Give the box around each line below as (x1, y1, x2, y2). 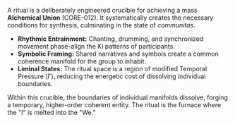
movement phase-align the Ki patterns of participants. (17, 42, 175, 50)
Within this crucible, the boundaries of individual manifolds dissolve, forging (7, 93, 228, 102)
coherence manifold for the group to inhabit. (17, 57, 147, 66)
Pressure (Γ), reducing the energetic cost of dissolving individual (17, 72, 206, 80)
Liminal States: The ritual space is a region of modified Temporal (17, 65, 207, 73)
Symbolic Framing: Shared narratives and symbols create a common (17, 49, 219, 58)
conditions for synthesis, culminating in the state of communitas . (7, 21, 195, 29)
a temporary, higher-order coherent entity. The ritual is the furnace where (7, 101, 222, 109)
